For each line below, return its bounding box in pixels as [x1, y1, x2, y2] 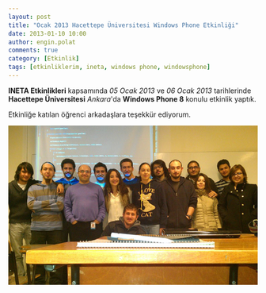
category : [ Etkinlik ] [8, 55, 80, 63]
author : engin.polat [8, 38, 77, 46]
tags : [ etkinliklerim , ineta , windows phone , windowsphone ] [8, 64, 211, 71]
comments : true [8, 46, 59, 55]
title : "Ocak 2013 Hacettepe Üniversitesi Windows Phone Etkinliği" [8, 21, 239, 29]
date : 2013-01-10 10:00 [8, 29, 87, 37]
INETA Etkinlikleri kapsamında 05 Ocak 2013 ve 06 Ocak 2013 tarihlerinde [8, 86, 252, 95]
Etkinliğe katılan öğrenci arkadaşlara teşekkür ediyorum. [8, 110, 192, 119]
